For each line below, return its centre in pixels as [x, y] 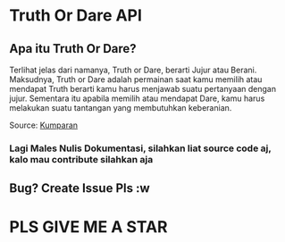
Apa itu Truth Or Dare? [73, 49]
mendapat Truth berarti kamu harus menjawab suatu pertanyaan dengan [143, 89]
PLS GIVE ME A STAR [88, 226]
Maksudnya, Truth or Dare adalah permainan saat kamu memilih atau [136, 79]
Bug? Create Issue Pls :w [80, 188]
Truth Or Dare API [76, 16]
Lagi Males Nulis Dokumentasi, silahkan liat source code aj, [140, 148]
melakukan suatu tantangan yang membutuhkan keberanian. [121, 108]
